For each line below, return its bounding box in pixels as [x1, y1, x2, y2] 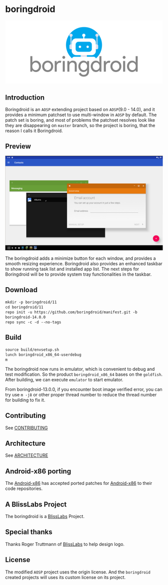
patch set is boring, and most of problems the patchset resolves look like [5, 117, 155, 123]
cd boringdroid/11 [5, 304, 43, 310]
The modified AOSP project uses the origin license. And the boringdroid [5, 569, 151, 575]
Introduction [5, 93, 45, 102]
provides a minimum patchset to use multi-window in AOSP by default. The [5, 112, 157, 118]
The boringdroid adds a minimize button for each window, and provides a [5, 255, 156, 261]
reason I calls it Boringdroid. [5, 128, 63, 134]
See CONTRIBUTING [5, 424, 48, 431]
